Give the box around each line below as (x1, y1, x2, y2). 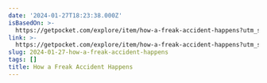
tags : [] (8, 56, 37, 64)
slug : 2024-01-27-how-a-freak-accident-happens (8, 48, 169, 56)
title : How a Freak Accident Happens (8, 63, 133, 71)
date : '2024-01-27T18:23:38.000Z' (8, 11, 123, 20)
